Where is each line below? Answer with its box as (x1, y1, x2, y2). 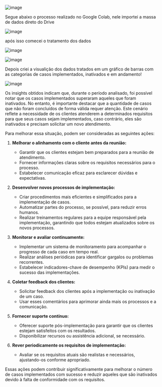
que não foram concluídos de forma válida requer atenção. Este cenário (5, 106, 148, 111)
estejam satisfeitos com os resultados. (19, 328, 96, 334)
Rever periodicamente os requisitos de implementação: (12, 342, 126, 348)
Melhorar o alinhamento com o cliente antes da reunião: (12, 140, 127, 146)
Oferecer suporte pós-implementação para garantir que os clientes (19, 323, 153, 328)
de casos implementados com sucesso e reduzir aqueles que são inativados (5, 371, 157, 377)
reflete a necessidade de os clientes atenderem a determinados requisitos (5, 111, 153, 117)
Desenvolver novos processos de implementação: (12, 185, 115, 190)
